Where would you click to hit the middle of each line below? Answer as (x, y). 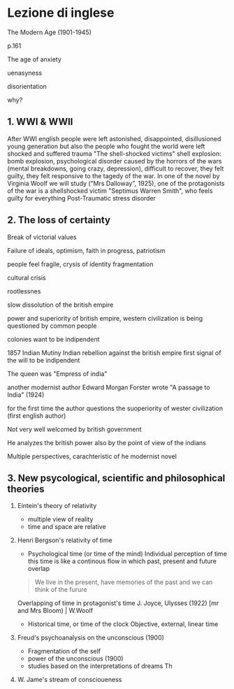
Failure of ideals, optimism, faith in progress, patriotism (86, 250)
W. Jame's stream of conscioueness (70, 680)
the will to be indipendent (44, 360)
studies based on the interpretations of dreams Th (100, 666)
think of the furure (61, 590)
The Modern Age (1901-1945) (50, 32)
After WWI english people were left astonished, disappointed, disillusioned (114, 138)
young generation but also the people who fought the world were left (106, 146)
